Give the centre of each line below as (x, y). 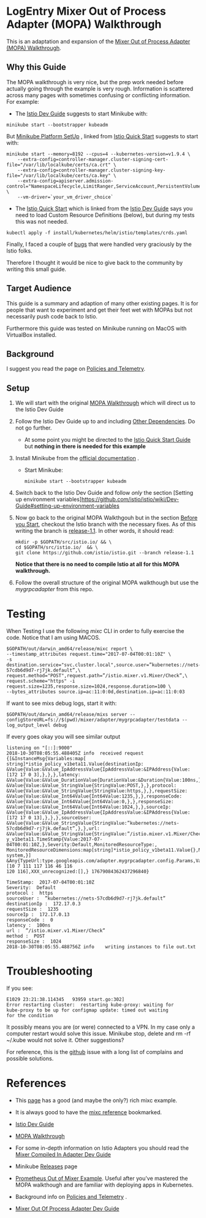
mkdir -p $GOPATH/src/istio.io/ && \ (63, 542)
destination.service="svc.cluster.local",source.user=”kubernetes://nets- (104, 665)
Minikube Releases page (46, 1166)
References (36, 1083)
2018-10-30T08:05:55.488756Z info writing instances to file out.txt (101, 947)
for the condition (30, 1016)
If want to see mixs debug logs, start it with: (62, 703)
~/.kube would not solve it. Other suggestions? (65, 1040)
